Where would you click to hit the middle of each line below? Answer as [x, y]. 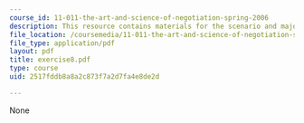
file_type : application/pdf [62, 43]
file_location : [38, 34]
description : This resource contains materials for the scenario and [143, 26]
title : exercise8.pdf [50, 60]
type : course [34, 69]
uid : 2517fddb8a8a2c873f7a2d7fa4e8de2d [85, 77]
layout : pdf [32, 52]
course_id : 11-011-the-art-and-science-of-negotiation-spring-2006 [139, 18]
